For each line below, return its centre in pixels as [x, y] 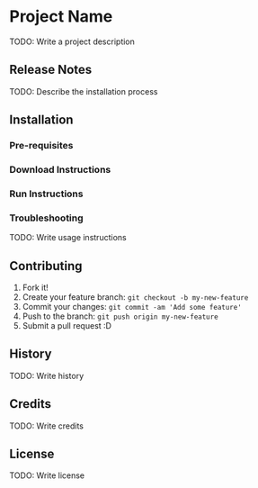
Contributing [46, 266]
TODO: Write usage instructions [68, 238]
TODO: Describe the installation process [84, 91]
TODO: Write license [47, 475]
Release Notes [51, 70]
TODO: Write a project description [72, 41]
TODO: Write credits [46, 426]
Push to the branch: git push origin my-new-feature [120, 316]
